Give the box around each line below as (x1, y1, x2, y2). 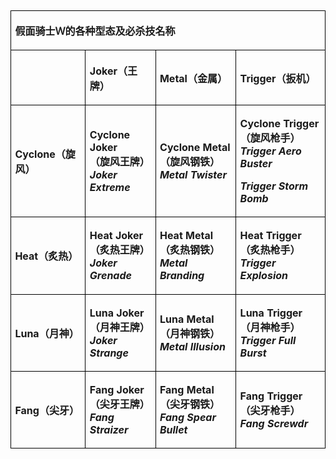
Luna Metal (159, 312, 215, 326)
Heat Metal (159, 229, 214, 243)
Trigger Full (239, 333, 297, 347)
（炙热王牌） (89, 243, 150, 257)
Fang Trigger (239, 389, 303, 403)
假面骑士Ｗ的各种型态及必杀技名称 (14, 24, 176, 38)
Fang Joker (89, 383, 145, 397)
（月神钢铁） (159, 326, 220, 340)
